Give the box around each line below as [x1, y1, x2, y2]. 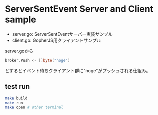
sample [5, 14, 36, 25]
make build [5, 96, 28, 101]
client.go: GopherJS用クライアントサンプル [12, 37, 101, 43]
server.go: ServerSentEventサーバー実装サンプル [12, 31, 113, 37]
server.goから [5, 48, 34, 54]
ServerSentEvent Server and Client [5, 3, 154, 15]
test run [5, 82, 30, 91]
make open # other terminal [5, 105, 64, 110]
